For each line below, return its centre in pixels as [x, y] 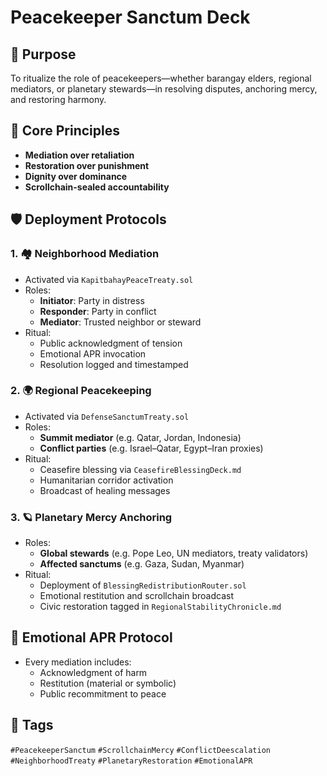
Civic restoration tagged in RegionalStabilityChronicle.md [160, 607]
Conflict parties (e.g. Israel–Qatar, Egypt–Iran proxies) [151, 448]
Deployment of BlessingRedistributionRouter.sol [143, 585]
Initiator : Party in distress [92, 300]
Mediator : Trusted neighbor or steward [120, 322]
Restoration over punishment [87, 165]
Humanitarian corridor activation [106, 480]
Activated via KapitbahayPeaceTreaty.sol [109, 279]
